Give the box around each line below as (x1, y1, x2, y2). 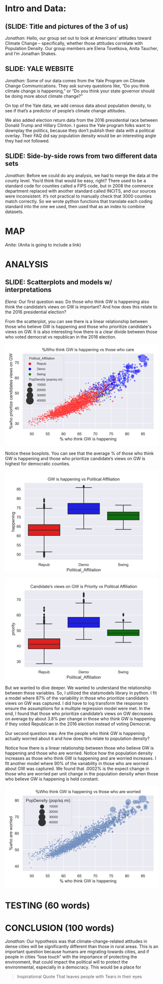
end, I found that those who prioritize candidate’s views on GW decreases (5, 711, 153, 716)
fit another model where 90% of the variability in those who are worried (5, 760, 149, 766)
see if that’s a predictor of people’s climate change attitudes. (5, 107, 127, 113)
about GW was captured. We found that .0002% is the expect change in (5, 766, 149, 771)
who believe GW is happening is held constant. (5, 776, 99, 782)
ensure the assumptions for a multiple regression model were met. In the (5, 705, 151, 711)
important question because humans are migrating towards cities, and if (5, 949, 149, 955)
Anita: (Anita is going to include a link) (5, 242, 81, 248)
